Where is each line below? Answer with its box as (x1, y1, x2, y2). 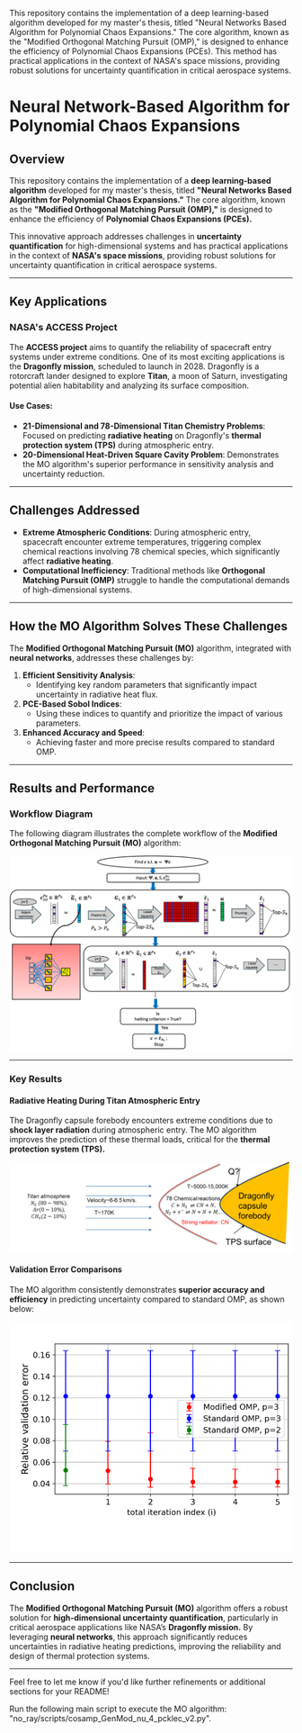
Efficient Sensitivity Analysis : (22, 670, 136, 681)
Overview (9, 151, 66, 167)
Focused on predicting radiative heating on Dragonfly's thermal (22, 429, 262, 440)
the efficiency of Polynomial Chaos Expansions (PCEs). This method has (9, 46, 277, 57)
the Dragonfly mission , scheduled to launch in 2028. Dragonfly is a (9, 360, 260, 372)
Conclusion (9, 1579, 75, 1594)
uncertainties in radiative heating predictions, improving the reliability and (9, 1640, 281, 1651)
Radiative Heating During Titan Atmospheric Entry (9, 1095, 200, 1106)
